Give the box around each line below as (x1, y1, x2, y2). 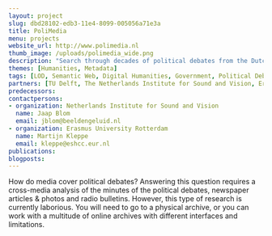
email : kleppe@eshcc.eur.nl (15, 139, 111, 148)
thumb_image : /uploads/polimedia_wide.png (8, 49, 154, 57)
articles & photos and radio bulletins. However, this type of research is (8, 194, 243, 204)
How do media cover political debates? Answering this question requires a (8, 177, 257, 187)
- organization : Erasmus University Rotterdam (8, 124, 168, 133)
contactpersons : (8, 95, 63, 103)
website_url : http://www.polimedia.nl (8, 42, 139, 50)
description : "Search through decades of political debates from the (8, 57, 249, 65)
